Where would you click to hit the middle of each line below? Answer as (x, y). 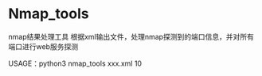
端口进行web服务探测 (43, 46)
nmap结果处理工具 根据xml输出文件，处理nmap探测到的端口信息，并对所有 (131, 36)
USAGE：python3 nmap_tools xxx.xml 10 (75, 63)
